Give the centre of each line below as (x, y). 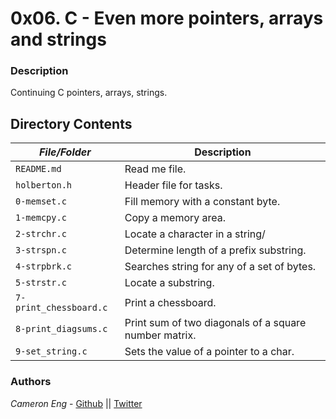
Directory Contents (71, 123)
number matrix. (160, 335)
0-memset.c (41, 201)
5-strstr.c (41, 283)
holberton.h (44, 185)
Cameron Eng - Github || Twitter (76, 403)
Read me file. (155, 169)
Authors (31, 382)
